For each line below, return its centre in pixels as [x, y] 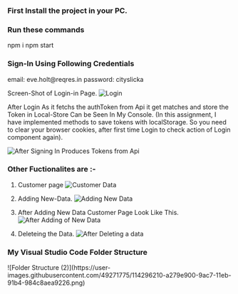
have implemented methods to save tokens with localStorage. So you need [117, 122]
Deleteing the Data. [46, 233]
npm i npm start [31, 46]
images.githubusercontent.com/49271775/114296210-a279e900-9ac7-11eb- [119, 275]
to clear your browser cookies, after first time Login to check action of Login [119, 130]
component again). [35, 137]
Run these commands [46, 29]
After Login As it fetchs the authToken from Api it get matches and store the [118, 107]
